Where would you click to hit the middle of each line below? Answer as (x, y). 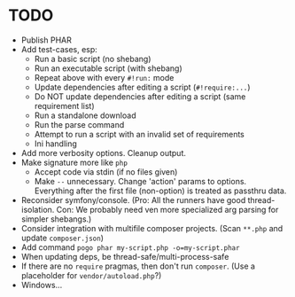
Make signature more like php (74, 162)
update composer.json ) (62, 238)
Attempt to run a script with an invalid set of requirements (140, 134)
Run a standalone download (85, 115)
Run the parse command (79, 124)
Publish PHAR (46, 40)
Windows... (42, 285)
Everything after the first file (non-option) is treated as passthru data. (160, 191)
